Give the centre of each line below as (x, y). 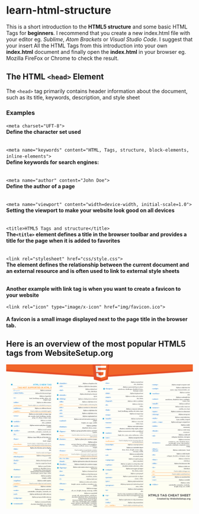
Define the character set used (44, 132)
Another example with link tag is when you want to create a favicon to (94, 289)
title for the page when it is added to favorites (63, 241)
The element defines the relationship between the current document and (98, 265)
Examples (21, 113)
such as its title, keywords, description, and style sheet (73, 97)
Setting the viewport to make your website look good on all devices (90, 210)
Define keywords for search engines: (53, 162)
